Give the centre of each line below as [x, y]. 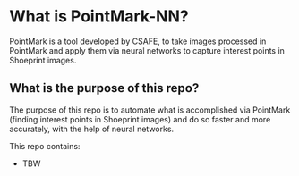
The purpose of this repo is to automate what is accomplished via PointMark [150, 110]
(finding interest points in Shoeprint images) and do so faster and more [140, 119]
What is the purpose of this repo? [104, 88]
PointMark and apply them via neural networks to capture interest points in [147, 50]
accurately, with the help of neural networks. [92, 129]
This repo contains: [45, 146]
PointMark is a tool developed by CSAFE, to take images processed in [138, 41]
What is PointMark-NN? [99, 17]
